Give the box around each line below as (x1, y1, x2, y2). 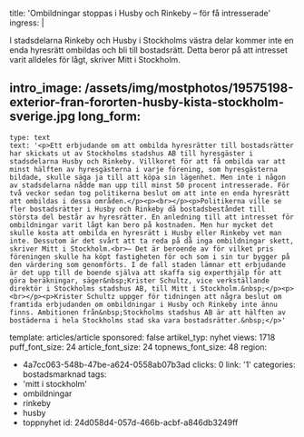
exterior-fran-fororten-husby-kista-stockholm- (9, 94, 284, 110)
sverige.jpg (9, 109, 75, 124)
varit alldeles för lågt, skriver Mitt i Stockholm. (9, 55, 181, 65)
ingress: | (9, 17, 44, 28)
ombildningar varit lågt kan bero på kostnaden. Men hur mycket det (9, 220, 274, 230)
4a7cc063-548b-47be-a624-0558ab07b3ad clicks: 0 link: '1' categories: (22, 359, 296, 370)
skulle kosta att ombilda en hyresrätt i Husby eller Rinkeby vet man (9, 228, 282, 237)
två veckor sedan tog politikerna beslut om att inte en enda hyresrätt (9, 188, 290, 198)
